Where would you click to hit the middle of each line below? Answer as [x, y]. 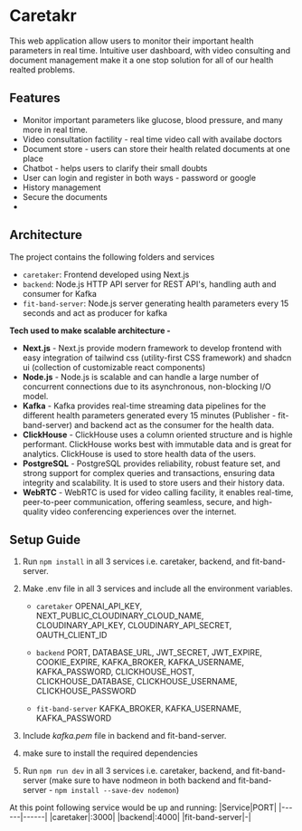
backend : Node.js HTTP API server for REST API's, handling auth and [149, 284]
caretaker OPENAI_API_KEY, [89, 607]
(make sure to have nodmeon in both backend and [142, 780]
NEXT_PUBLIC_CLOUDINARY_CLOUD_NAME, [120, 616]
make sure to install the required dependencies [110, 753]
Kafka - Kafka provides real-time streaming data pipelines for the [144, 406]
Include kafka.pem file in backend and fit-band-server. [124, 736]
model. [35, 396]
